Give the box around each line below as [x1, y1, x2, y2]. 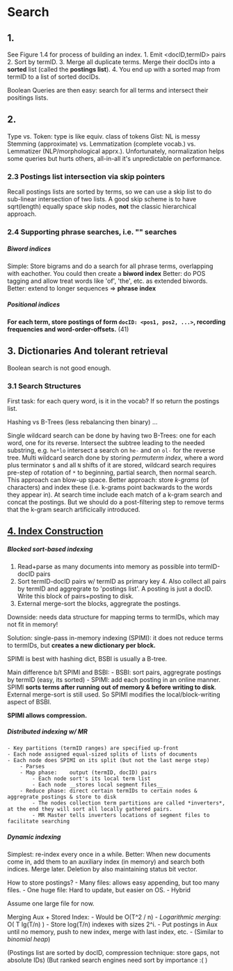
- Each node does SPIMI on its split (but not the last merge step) [7, 757, 210, 764]
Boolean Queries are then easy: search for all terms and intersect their [7, 86, 209, 94]
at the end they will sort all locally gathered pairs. [7, 806, 172, 813]
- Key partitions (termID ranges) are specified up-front [7, 745, 179, 752]
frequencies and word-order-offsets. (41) [7, 325, 129, 333]
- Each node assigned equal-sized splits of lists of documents [7, 751, 198, 758]
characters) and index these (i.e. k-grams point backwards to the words [7, 483, 213, 492]
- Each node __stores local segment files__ [32, 782, 163, 789]
